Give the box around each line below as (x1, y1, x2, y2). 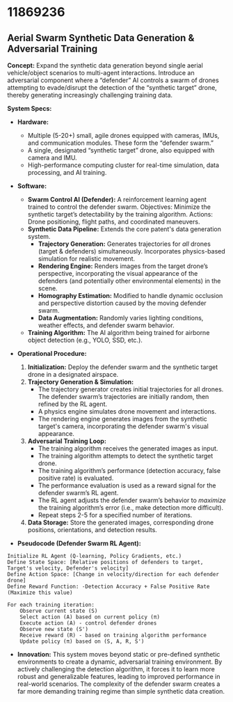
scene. (38, 284, 58, 292)
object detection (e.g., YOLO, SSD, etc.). (27, 336, 143, 344)
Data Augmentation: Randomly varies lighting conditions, (38, 314, 204, 322)
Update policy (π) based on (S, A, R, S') (19, 638, 145, 645)
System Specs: (7, 104, 52, 112)
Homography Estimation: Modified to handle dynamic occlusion (38, 292, 223, 299)
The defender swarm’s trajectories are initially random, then (38, 393, 209, 400)
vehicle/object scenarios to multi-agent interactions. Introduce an (7, 69, 195, 77)
